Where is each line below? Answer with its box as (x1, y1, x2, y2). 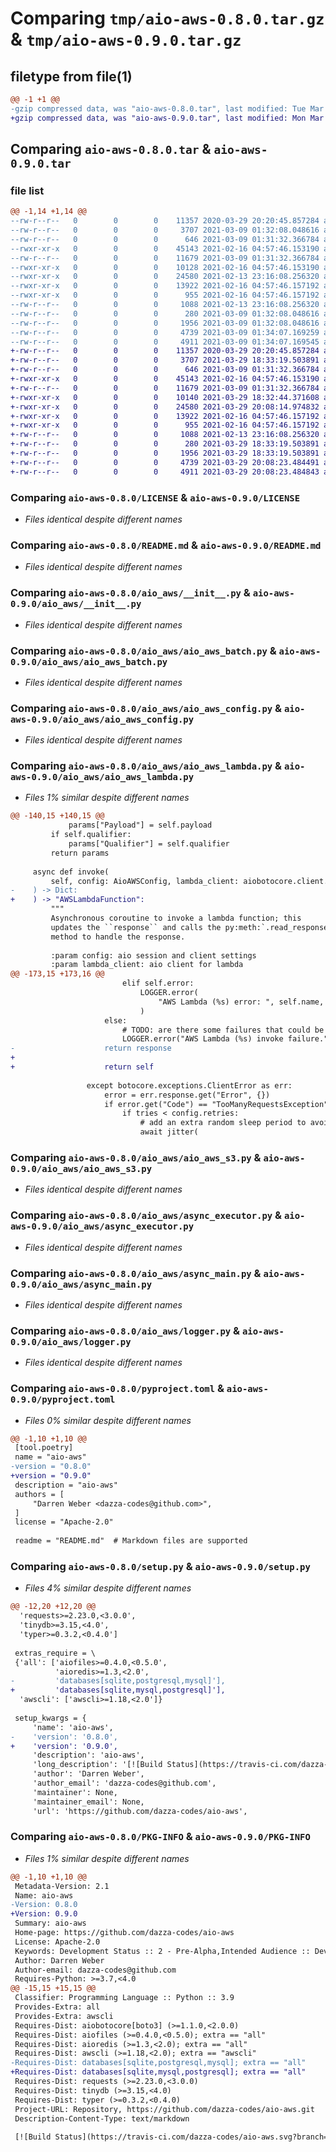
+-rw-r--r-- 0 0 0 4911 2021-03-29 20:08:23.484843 (10, 467, 320, 477)
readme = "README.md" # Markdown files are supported (14, 1536, 248, 1546)
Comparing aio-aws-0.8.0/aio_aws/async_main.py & (10, 1266, 262, 1280)
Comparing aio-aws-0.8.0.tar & (10, 141, 212, 158)
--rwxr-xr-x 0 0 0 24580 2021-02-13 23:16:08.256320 (10, 272, 320, 282)
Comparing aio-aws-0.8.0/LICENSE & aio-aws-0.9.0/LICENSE (10, 490, 301, 504)
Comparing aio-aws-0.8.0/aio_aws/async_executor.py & (10, 1208, 283, 1222)
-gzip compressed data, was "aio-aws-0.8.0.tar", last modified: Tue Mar (10, 103, 325, 114)
